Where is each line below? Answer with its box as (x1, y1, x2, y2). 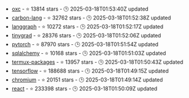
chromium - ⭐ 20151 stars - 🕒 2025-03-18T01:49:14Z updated (11, 76, 163, 83)
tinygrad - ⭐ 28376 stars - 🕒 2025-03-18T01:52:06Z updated (11, 32, 161, 39)
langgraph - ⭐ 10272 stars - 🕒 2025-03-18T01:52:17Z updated (11, 23, 164, 30)
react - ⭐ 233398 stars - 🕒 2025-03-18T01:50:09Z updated (11, 85, 158, 92)
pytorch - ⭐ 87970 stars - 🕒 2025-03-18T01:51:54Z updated (11, 41, 159, 48)
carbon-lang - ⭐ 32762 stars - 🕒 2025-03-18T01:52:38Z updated (11, 14, 171, 21)
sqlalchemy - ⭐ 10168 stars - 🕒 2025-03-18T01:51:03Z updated (11, 50, 167, 57)
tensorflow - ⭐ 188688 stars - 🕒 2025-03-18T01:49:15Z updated (11, 67, 169, 74)
